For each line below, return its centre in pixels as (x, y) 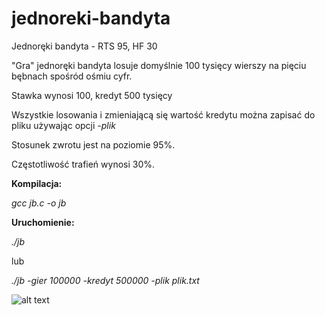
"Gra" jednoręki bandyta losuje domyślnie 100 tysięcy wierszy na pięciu (159, 65)
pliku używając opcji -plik (63, 125)
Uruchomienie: (43, 222)
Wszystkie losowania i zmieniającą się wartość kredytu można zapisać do (163, 114)
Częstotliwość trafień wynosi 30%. (83, 164)
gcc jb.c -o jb (39, 203)
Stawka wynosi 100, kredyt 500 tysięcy (92, 95)
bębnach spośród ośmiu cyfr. (72, 76)
